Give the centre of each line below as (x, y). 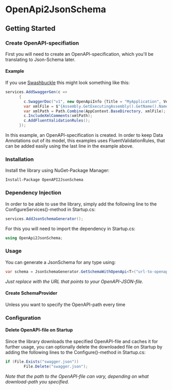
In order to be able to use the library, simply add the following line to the (81, 204)
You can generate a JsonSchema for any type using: (61, 262)
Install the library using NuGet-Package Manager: (58, 171)
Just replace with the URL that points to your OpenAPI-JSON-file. (74, 281)
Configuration (23, 318)
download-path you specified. (37, 382)
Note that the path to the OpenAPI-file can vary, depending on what (77, 376)
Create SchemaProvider (31, 293)
